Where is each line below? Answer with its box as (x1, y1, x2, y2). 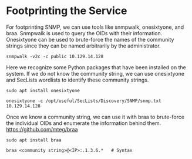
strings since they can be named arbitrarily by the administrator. (6, 42, 161, 49)
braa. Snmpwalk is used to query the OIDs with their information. (6, 29, 163, 36)
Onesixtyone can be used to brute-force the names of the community (6, 36, 174, 43)
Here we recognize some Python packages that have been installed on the (6, 63, 186, 71)
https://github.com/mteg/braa (6, 126, 78, 133)
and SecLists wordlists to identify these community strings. (6, 76, 149, 83)
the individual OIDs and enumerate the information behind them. (6, 119, 161, 127)
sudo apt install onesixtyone (6, 87, 80, 93)
